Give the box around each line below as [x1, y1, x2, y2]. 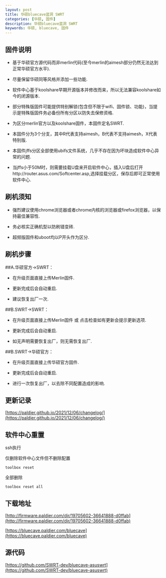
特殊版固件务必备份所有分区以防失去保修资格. [21, 110, 114, 116]
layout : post [5, 7, 32, 12]
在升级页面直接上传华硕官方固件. [12, 359, 79, 365]
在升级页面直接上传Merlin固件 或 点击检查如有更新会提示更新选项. [12, 317, 147, 323]
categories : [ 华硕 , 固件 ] [5, 16, 56, 21]
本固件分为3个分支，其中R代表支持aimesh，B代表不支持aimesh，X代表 [12, 131, 158, 137]
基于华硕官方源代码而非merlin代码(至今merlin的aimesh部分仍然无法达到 [12, 59, 159, 65]
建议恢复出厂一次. [12, 296, 49, 302]
